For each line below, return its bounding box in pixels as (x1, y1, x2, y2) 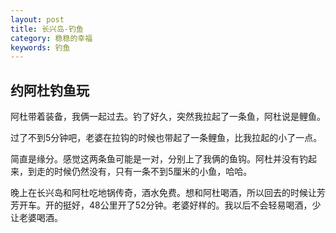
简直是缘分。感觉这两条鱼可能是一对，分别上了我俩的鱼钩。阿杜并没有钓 (10, 153, 308, 165)
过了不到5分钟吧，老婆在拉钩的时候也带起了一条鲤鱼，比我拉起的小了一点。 (10, 132, 323, 144)
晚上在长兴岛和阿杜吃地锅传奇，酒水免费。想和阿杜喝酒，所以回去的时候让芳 (10, 187, 326, 199)
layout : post (10, 14, 65, 25)
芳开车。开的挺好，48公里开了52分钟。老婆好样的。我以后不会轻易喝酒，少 (10, 199, 322, 211)
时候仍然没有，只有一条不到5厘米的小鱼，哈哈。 (53, 166, 253, 178)
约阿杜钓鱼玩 (10, 82, 90, 99)
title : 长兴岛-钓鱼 (10, 24, 84, 34)
